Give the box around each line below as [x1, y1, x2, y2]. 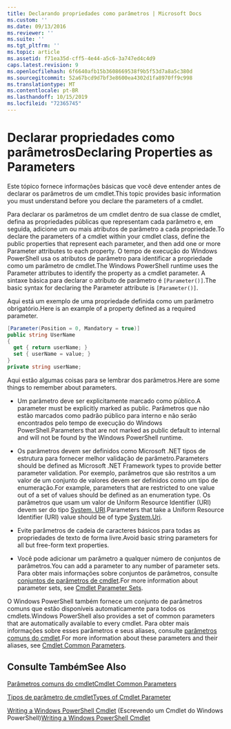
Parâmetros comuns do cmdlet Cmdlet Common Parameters [7, 679, 177, 688]
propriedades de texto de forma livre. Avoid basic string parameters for [17, 533, 218, 542]
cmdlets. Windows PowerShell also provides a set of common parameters [7, 612, 215, 620]
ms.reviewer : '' [7, 29, 54, 37]
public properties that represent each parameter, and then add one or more [7, 239, 221, 247]
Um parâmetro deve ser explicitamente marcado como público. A [17, 397, 201, 405]
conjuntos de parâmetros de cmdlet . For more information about [17, 576, 199, 585]
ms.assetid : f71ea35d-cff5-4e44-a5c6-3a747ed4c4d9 [7, 55, 156, 62]
